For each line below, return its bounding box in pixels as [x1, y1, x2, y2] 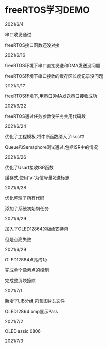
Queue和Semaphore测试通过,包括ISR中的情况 [5, 144, 98, 150]
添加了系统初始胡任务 [5, 205, 49, 211]
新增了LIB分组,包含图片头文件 [5, 298, 65, 304]
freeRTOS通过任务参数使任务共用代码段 [5, 113, 86, 119]
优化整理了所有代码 [5, 195, 45, 201]
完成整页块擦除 [5, 277, 36, 283]
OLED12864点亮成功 [5, 257, 47, 262]
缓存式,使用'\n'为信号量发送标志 [5, 174, 70, 180]
